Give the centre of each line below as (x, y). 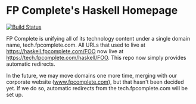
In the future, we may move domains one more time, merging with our (92, 75)
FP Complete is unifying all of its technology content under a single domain (98, 38)
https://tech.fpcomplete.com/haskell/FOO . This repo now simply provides (96, 57)
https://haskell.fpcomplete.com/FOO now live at (65, 51)
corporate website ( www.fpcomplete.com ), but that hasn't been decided (95, 82)
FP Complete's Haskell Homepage (92, 10)
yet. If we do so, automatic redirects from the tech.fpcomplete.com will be (97, 88)
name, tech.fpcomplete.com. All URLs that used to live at (76, 45)
